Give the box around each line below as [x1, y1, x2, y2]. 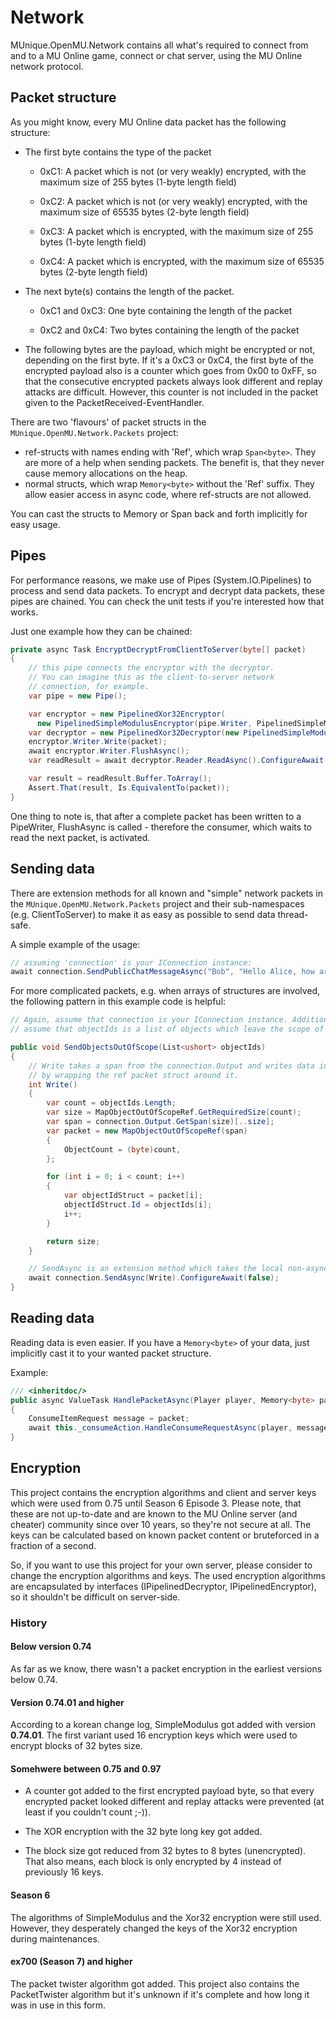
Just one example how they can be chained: [10, 625, 193, 637]
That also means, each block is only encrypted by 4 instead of [24, 1856, 282, 1868]
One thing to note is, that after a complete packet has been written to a [10, 810, 302, 822]
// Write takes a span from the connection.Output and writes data [28, 1061, 315, 1071]
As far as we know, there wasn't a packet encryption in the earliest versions [10, 1663, 323, 1675]
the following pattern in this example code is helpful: [10, 996, 227, 1008]
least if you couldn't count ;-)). [24, 1806, 151, 1818]
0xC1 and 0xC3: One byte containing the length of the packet [39, 304, 293, 316]
